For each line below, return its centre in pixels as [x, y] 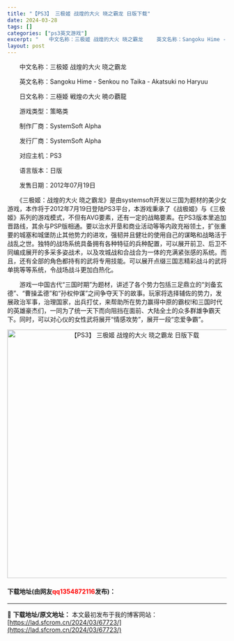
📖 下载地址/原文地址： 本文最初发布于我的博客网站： [83, 615]
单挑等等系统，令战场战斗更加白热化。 [62, 270]
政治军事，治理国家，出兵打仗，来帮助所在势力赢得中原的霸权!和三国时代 [118, 302]
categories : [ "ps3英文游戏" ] [47, 33]
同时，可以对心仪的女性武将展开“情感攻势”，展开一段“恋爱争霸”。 [113, 319]
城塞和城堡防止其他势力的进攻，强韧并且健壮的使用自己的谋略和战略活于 [123, 235]
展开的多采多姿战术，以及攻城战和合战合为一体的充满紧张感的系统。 [123, 252]
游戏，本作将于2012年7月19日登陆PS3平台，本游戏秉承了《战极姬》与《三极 [116, 209]
